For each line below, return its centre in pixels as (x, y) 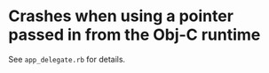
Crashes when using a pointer (121, 16)
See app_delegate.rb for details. (67, 59)
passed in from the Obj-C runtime (134, 35)
